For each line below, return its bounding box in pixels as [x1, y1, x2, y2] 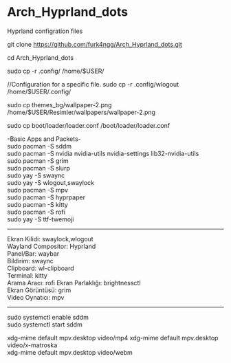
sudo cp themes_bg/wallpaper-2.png [7, 100, 112, 109]
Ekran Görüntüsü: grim [7, 286, 71, 294]
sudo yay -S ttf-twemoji [7, 214, 74, 223]
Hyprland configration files [7, 27, 83, 35]
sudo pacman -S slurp [7, 164, 70, 172]
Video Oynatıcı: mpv [7, 293, 65, 301]
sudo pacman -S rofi [7, 208, 65, 216]
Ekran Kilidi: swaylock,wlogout [7, 234, 94, 243]
